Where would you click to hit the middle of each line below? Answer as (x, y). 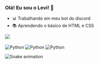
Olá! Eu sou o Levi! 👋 (30, 8)
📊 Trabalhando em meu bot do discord (51, 18)
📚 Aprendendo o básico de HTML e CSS (53, 26)
